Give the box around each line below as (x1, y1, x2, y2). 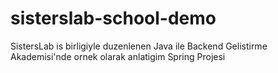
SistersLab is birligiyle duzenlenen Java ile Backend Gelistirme (10, 40, 268, 52)
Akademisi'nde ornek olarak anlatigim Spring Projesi (10, 50, 226, 62)
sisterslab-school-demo (10, 7, 217, 30)
